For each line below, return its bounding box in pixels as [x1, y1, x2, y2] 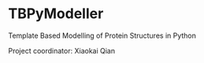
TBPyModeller [8, 5, 104, 23]
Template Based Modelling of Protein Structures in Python [8, 31, 197, 40]
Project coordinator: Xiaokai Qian [8, 46, 116, 55]
